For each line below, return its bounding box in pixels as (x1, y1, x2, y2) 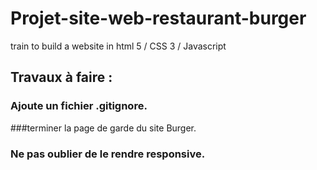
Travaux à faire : (10, 69, 113, 86)
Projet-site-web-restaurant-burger (10, 7, 307, 30)
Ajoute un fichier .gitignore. (10, 99, 148, 113)
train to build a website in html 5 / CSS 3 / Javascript (10, 40, 227, 52)
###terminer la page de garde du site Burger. (10, 122, 197, 134)
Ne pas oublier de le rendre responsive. (10, 147, 206, 161)
